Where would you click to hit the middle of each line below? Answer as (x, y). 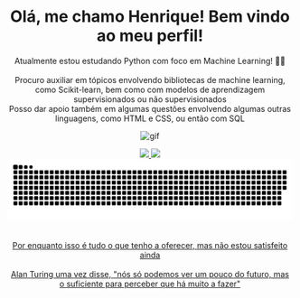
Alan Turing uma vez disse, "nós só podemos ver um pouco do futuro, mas (150, 274)
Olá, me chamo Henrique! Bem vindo (150, 17)
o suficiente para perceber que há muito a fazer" (150, 284)
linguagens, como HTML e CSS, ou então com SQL (150, 118)
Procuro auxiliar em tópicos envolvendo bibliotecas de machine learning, (150, 79)
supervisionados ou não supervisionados (150, 99)
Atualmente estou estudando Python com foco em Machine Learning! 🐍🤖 (150, 61)
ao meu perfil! (150, 36)
